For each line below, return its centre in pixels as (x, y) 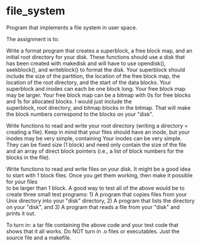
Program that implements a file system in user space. (72, 27)
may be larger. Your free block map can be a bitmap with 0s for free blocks (99, 95)
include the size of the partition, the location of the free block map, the (93, 76)
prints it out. (21, 213)
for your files (22, 182)
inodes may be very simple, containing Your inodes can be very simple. (94, 138)
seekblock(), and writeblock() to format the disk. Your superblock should (96, 69)
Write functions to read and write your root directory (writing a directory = (97, 125)
